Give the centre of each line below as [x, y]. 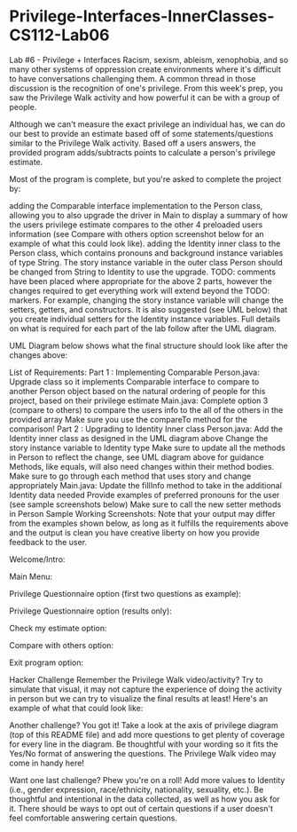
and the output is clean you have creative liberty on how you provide [134, 532]
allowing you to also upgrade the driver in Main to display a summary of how [148, 215]
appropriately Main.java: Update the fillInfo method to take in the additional [145, 485]
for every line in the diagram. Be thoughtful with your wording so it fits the [144, 744]
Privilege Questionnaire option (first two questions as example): [125, 593]
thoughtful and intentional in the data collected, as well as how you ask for [145, 799]
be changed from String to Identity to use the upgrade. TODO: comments [143, 272]
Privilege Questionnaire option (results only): [91, 611]
